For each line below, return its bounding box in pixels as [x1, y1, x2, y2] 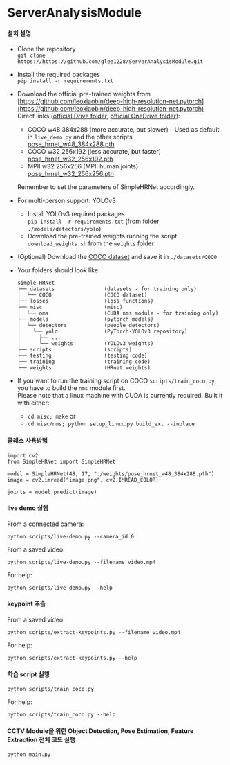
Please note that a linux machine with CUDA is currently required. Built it [17, 392, 223, 400]
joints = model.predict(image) [7, 489, 97, 495]
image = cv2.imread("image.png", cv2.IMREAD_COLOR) [7, 476, 159, 483]
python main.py [7, 751, 51, 758]
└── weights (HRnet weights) [17, 364, 151, 371]
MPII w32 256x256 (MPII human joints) [27, 162, 139, 170]
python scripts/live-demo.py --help [7, 584, 113, 591]
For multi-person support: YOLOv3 [17, 196, 116, 205]
